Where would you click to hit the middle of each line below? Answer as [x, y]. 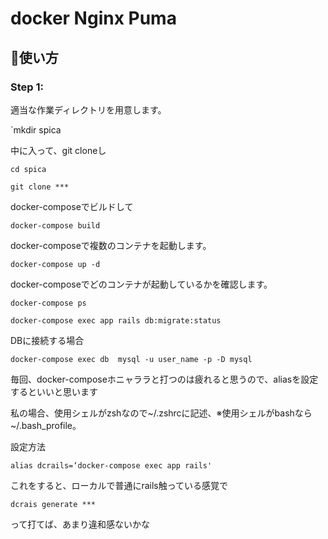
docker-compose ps [48, 303]
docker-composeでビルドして [72, 206]
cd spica [28, 169]
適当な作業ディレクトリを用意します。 [88, 109]
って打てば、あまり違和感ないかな [80, 524]
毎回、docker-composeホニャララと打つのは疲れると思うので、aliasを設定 [164, 379]
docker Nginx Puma [93, 18]
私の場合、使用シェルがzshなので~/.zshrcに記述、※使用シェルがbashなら [161, 413]
